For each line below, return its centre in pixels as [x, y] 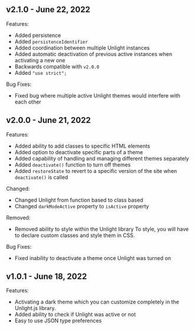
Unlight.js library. [35, 308]
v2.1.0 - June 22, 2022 [48, 10]
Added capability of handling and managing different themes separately [102, 158]
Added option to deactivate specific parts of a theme [79, 152]
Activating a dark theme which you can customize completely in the [97, 302]
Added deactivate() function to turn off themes [72, 165]
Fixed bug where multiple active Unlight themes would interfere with [97, 95]
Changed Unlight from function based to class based [79, 200]
